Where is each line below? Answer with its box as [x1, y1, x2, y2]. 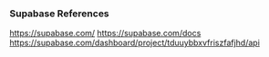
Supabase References [9, 7, 109, 20]
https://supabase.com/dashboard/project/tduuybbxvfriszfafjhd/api [9, 37, 260, 48]
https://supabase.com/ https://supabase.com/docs [9, 28, 202, 39]
